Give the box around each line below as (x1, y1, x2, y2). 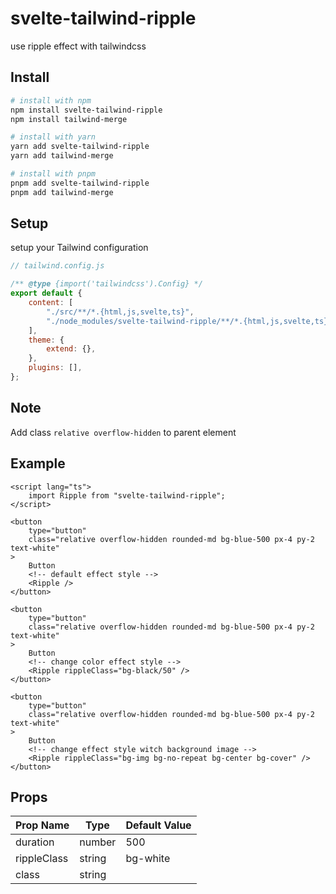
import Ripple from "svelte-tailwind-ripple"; (28, 490, 226, 501)
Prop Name (15, 818, 70, 832)
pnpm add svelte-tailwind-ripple (10, 178, 150, 188)
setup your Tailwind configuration (10, 242, 149, 254)
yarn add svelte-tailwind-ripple (10, 142, 150, 152)
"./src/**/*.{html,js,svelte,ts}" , (46, 307, 195, 317)
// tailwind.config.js (10, 261, 105, 271)
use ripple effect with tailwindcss (10, 40, 147, 52)
